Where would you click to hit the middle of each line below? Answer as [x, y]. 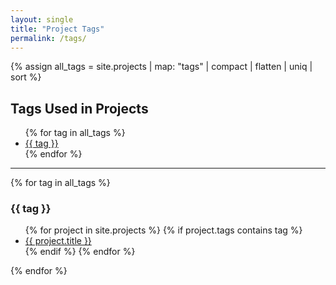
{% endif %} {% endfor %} [80, 252]
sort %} [26, 77]
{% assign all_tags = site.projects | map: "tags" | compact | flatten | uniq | [161, 67]
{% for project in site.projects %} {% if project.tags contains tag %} [163, 230]
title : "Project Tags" [57, 29]
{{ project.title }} [58, 241]
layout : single [42, 19]
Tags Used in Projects [79, 108]
